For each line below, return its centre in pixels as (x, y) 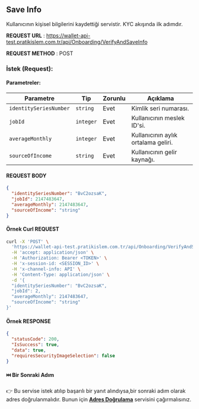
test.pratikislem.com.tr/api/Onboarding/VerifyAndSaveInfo (77, 41)
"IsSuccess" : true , (36, 344)
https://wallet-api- (68, 36)
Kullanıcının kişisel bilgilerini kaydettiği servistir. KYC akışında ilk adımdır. (94, 24)
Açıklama (161, 98)
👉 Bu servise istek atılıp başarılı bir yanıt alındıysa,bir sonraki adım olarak (96, 391)
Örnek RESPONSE (29, 321)
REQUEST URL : (26, 36)
